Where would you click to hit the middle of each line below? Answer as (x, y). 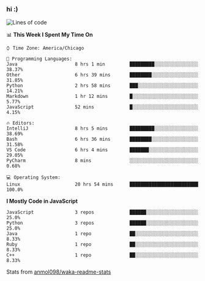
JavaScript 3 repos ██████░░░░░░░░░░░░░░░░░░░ (102, 212)
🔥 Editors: (20, 123)
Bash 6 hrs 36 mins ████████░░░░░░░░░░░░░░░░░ (102, 140)
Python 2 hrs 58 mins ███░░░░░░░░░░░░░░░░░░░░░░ (102, 86)
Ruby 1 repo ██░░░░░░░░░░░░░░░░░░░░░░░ (102, 245)
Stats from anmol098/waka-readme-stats (59, 272)
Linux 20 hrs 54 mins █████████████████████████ (102, 185)
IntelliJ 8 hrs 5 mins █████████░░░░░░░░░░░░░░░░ (102, 129)
